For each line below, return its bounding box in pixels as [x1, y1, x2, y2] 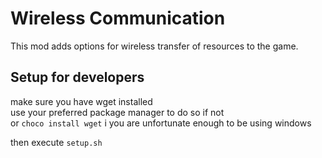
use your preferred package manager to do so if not [10, 106, 225, 118]
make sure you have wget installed [10, 95, 153, 107]
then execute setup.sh [10, 136, 103, 148]
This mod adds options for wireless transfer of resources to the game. [10, 40, 299, 52]
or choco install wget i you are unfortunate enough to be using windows [10, 117, 312, 129]
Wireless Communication [10, 7, 226, 30]
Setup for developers [10, 69, 145, 86]
